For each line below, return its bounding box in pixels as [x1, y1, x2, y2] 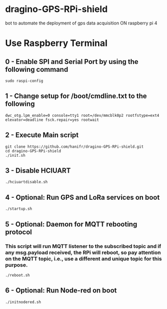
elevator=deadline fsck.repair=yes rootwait [5, 117, 99, 122]
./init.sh [5, 153, 26, 158]
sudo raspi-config [5, 78, 43, 83]
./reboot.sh [5, 273, 30, 278]
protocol [5, 228, 32, 236]
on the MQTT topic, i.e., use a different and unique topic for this [5, 255, 162, 262]
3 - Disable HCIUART [5, 166, 71, 175]
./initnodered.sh [5, 300, 41, 305]
